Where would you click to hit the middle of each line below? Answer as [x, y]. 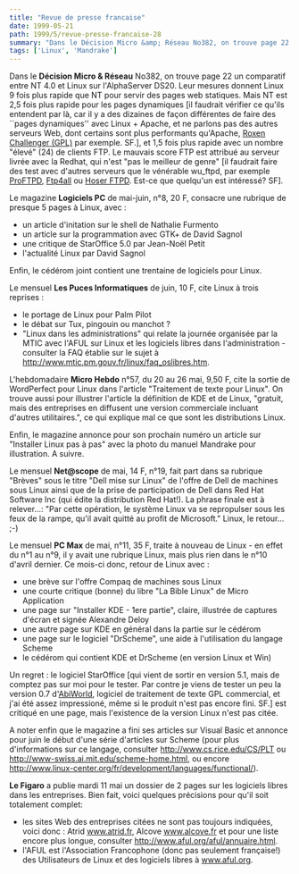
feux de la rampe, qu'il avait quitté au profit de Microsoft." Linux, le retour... [147, 518]
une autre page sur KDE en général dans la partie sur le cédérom [141, 629]
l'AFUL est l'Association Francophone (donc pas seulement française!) [151, 851]
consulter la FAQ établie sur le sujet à [90, 353]
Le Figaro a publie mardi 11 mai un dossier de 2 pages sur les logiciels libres [149, 786]
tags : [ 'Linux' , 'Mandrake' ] [63, 51]
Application [43, 601]
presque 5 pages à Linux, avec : [68, 207]
